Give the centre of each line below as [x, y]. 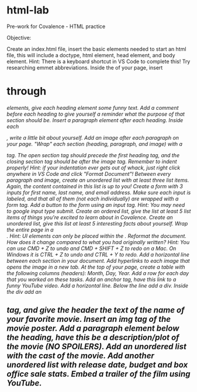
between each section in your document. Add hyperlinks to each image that [98, 261]
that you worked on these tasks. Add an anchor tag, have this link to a [91, 279]
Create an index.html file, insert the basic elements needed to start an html [96, 49]
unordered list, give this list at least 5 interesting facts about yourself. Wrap [97, 223]
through [27, 91]
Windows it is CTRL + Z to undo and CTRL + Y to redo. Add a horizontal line [98, 254]
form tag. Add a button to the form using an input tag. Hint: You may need [96, 204]
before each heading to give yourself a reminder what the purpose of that [96, 114]
